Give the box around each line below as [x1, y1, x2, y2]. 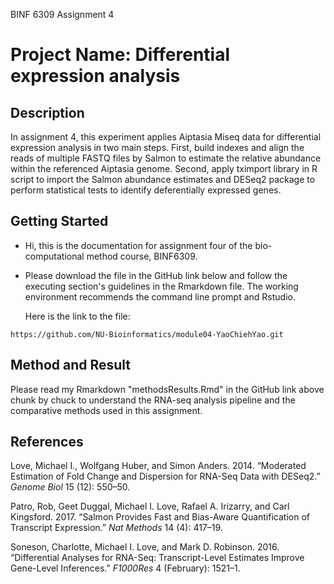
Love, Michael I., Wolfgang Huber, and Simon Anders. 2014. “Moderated [10, 460, 307, 472]
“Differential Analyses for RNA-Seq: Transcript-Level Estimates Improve [10, 552, 305, 564]
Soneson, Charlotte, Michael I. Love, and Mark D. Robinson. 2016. [10, 541, 280, 553]
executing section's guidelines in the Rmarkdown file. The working [24, 280, 299, 292]
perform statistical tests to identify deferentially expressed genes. [10, 184, 282, 196]
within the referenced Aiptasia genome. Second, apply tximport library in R [10, 163, 318, 174]
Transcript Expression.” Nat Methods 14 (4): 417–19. [10, 522, 223, 534]
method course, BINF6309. [86, 250, 198, 262]
